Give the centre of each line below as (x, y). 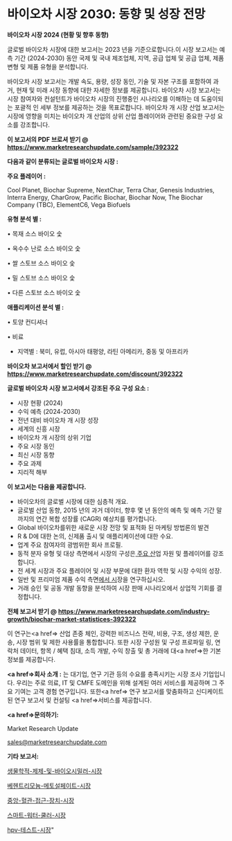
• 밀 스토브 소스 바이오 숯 (41, 278)
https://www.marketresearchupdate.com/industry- (134, 611)
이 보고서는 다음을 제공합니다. (47, 487)
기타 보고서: (23, 756)
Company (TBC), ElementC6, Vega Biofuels (69, 204)
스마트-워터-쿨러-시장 (37, 815)
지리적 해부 (32, 472)
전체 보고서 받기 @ (32, 611)
